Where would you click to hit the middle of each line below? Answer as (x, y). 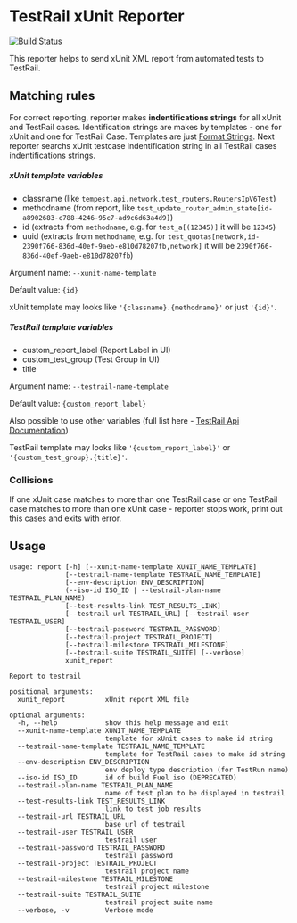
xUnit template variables (56, 176)
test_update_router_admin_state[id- (205, 208)
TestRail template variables (62, 327)
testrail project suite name (159, 902)
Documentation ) (39, 430)
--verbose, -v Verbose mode (85, 910)
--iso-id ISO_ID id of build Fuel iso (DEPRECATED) (128, 778)
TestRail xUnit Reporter (97, 16)
